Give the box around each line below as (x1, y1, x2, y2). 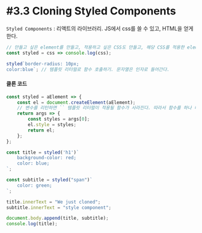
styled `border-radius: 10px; (6, 61, 79, 67)
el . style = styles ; (28, 122, 77, 128)
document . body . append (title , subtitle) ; (6, 215, 109, 222)
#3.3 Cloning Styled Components (6, 4, 176, 18)
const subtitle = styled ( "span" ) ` (6, 177, 93, 183)
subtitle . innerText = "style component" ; (6, 204, 112, 211)
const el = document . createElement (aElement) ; (17, 99, 136, 106)
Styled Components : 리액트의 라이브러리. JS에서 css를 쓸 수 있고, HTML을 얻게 (6, 25, 194, 32)
